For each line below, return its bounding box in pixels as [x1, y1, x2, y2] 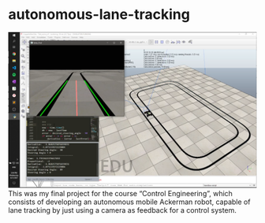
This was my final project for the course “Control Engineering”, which [8, 188, 233, 198]
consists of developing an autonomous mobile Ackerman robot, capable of [8, 197, 251, 206]
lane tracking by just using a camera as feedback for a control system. [8, 205, 237, 214]
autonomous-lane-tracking [8, 6, 191, 24]
